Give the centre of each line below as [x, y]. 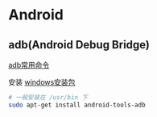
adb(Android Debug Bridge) [79, 45]
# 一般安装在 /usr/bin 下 [48, 98]
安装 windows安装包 [42, 82]
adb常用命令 [29, 65]
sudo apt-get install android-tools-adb [77, 105]
